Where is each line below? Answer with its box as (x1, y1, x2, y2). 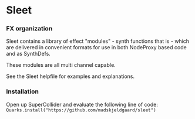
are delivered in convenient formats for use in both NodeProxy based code (6, 44, 187, 51)
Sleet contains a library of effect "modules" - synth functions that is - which (6, 38, 190, 45)
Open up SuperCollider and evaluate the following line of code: (6, 101, 159, 108)
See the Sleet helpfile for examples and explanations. (6, 73, 135, 80)
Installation (6, 87, 39, 96)
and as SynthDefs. (6, 50, 51, 57)
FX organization (6, 25, 53, 33)
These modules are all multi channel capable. (6, 62, 116, 69)
